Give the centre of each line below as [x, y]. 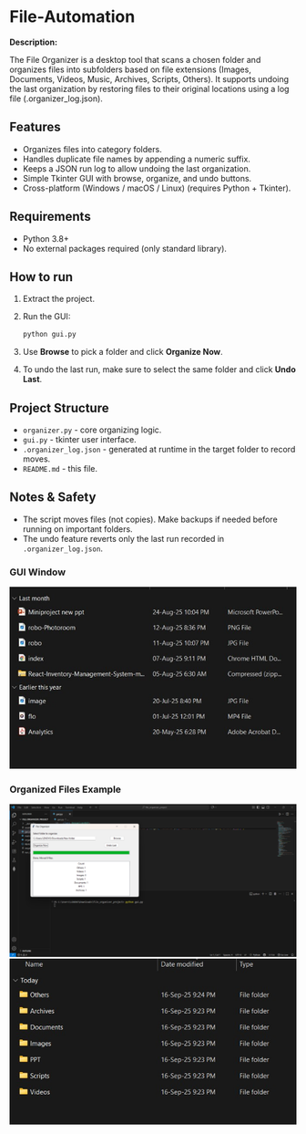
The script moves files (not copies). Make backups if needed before [150, 519]
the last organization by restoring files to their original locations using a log [149, 88]
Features [35, 127]
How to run [41, 277]
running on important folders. [78, 529]
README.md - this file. [60, 469]
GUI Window [38, 572]
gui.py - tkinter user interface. [79, 440]
